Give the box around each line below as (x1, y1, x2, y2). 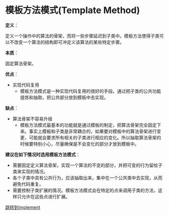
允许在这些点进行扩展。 (21, 193, 70, 199)
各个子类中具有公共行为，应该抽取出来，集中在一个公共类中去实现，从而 (12, 174, 162, 181)
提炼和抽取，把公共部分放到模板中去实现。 (20, 94, 109, 100)
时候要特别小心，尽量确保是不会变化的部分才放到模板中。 (20, 141, 139, 147)
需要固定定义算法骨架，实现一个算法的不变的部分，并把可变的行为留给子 (12, 162, 162, 168)
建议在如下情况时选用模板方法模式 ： (5, 151, 80, 157)
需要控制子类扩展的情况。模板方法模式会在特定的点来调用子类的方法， (12, 187, 158, 193)
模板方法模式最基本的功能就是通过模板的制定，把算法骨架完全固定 (20, 122, 157, 128)
